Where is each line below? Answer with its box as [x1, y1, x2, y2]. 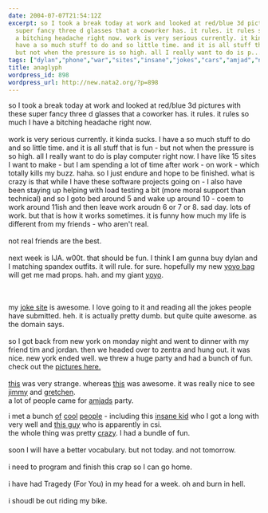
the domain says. [8, 319, 65, 329]
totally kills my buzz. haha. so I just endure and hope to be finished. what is [8, 168, 255, 178]
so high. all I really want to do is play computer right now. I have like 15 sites [8, 151, 257, 160]
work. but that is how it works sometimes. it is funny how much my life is [8, 211, 246, 220]
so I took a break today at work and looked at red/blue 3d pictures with [8, 101, 242, 110]
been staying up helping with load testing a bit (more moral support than [8, 185, 246, 195]
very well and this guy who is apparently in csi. [8, 420, 162, 429]
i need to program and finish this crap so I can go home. [8, 462, 193, 472]
